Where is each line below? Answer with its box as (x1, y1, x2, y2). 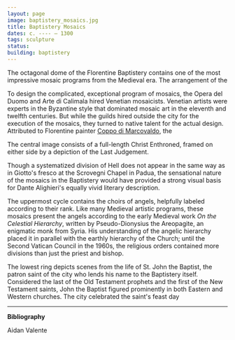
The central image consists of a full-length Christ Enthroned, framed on (7, 140, 213, 148)
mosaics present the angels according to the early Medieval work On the (7, 211, 217, 220)
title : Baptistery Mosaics (7, 23, 86, 30)
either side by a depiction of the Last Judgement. (7, 148, 149, 156)
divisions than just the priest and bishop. (7, 249, 124, 257)
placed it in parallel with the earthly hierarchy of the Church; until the (7, 234, 205, 242)
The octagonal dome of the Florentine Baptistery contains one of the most (7, 68, 221, 77)
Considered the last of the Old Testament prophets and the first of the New (7, 277, 224, 285)
